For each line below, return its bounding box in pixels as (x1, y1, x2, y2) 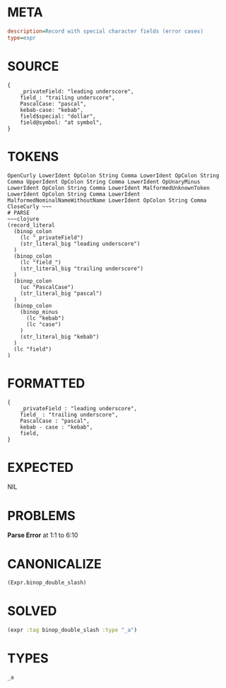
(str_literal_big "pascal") (20, 290, 102, 297)
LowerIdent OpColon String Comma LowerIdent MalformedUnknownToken (7, 184, 210, 191)
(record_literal (7, 221, 55, 229)
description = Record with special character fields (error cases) (7, 28, 203, 35)
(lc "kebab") (25, 315, 65, 322)
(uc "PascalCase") (20, 283, 74, 291)
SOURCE (7, 58, 59, 74)
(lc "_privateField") (20, 234, 83, 241)
